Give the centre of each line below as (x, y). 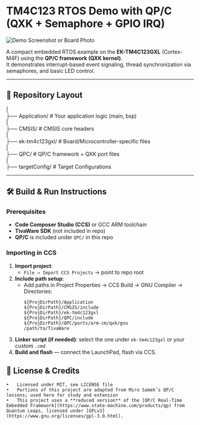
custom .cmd (30, 346)
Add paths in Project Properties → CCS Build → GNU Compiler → (103, 285)
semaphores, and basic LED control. (51, 70)
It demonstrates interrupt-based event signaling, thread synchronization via (99, 64)
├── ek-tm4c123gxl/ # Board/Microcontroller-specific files (78, 141)
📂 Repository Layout (44, 95)
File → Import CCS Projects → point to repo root (84, 272)
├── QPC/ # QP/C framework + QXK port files (63, 154)
